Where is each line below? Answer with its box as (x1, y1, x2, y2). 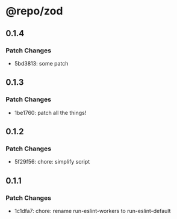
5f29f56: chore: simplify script (14, 158, 90, 165)
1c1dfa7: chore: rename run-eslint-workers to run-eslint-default (14, 207, 171, 214)
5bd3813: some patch (14, 60, 69, 67)
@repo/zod (5, 4, 63, 18)
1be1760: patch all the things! (14, 109, 87, 116)
